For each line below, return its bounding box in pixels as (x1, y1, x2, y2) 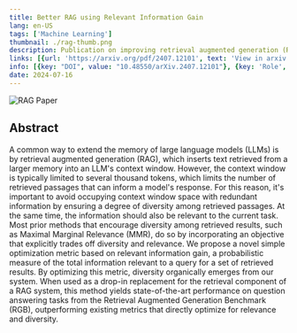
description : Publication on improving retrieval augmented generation (9, 46, 278, 55)
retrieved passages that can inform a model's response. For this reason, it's (9, 182, 285, 192)
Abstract (9, 120, 59, 136)
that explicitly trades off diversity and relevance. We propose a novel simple (9, 238, 286, 249)
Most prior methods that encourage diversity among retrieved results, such (9, 219, 283, 230)
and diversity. (9, 314, 59, 324)
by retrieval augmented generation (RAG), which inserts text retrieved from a (9, 153, 288, 164)
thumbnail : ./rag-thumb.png (9, 37, 113, 47)
